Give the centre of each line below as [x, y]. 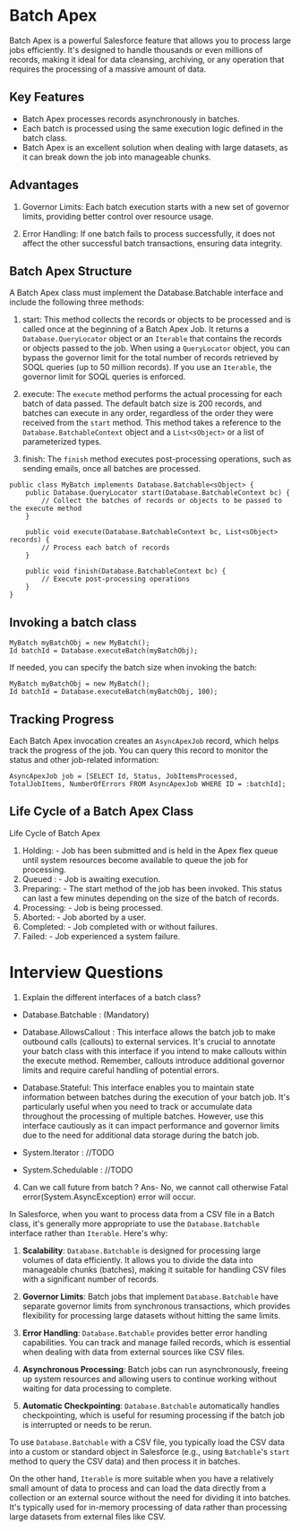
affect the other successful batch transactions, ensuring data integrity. [152, 243]
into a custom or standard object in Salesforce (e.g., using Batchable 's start [150, 1451]
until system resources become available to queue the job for [135, 860]
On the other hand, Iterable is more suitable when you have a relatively [142, 1478]
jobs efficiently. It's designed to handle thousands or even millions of [136, 49]
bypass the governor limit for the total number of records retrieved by [150, 358]
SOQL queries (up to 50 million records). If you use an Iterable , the [147, 368]
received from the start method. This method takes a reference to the [152, 423]
